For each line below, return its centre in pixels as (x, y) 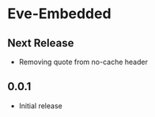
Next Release (41, 43)
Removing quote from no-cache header (83, 62)
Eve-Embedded (59, 14)
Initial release (40, 106)
